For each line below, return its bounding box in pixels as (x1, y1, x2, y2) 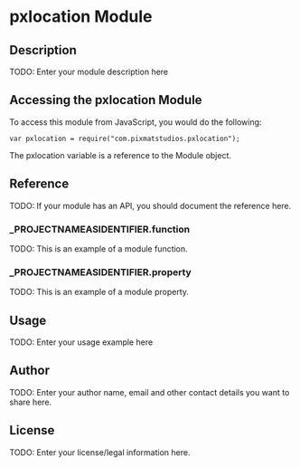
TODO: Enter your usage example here (9, 337, 154, 348)
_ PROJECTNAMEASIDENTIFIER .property (9, 265, 192, 278)
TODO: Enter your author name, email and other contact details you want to (9, 386, 290, 397)
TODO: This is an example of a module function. (9, 243, 188, 254)
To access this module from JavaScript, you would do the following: (9, 116, 262, 128)
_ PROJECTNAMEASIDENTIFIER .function (9, 223, 191, 235)
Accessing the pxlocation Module (9, 92, 202, 108)
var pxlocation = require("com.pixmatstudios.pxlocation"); (9, 134, 241, 143)
